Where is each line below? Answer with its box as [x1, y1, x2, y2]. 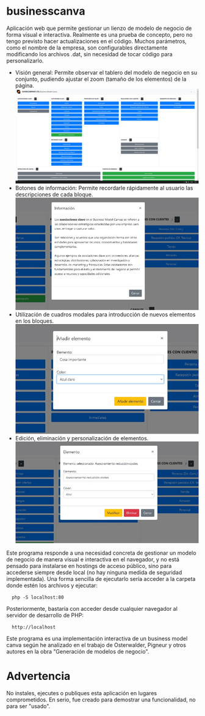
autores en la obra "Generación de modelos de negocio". [6, 648, 149, 655]
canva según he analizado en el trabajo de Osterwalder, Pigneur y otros [6, 641, 186, 649]
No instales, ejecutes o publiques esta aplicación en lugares [6, 690, 157, 697]
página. [15, 81, 35, 89]
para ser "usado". [6, 703, 51, 710]
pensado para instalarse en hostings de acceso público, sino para [6, 563, 172, 570]
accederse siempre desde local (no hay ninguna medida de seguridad [6, 569, 182, 576]
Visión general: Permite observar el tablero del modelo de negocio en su [15, 68, 198, 76]
